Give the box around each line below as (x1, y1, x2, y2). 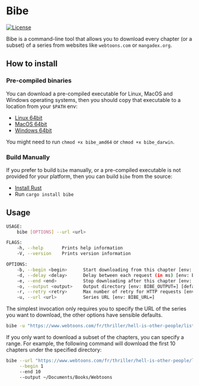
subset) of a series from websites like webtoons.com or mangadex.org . (6, 42, 172, 49)
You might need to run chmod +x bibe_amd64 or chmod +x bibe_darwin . (6, 138, 175, 145)
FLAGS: (6, 240, 23, 245)
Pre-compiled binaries (6, 76, 72, 85)
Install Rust (14, 184, 42, 191)
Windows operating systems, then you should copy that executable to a (6, 96, 181, 103)
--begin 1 (19, 363, 44, 369)
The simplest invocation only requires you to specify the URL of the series (6, 305, 187, 312)
